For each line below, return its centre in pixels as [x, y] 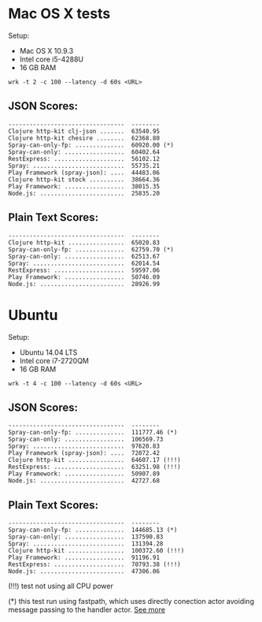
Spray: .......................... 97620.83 [84, 446]
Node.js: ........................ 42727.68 [84, 481]
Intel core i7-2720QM [54, 360]
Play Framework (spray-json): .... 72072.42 [84, 453]
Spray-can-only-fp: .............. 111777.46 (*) [93, 433]
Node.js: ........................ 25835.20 [84, 193]
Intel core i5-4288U [52, 59]
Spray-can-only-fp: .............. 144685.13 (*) [93, 530]
